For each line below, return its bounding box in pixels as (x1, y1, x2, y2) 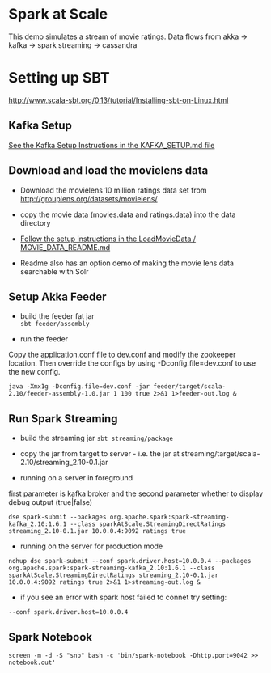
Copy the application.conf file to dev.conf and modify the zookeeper (8, 349, 236, 360)
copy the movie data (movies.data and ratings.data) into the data (19, 210, 236, 219)
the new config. (8, 367, 61, 377)
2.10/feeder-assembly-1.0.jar (8, 390, 111, 398)
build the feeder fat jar (19, 311, 95, 321)
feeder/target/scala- (153, 383, 227, 391)
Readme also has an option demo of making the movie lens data (19, 258, 235, 268)
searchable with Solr (19, 266, 89, 276)
